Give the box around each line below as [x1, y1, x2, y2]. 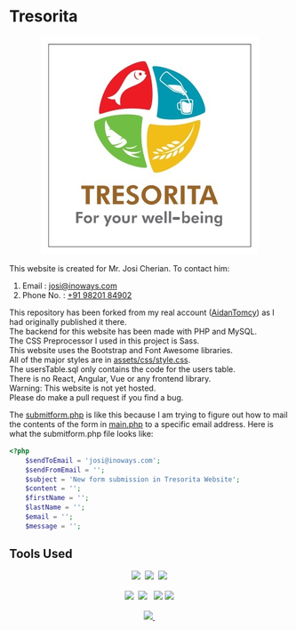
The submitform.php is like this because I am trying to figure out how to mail [9, 409, 288, 420]
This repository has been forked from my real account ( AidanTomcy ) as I [9, 307, 276, 318]
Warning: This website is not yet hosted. [9, 383, 156, 393]
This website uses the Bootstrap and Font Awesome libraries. [9, 344, 234, 355]
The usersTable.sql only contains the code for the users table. [9, 363, 236, 375]
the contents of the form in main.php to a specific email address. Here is [9, 418, 274, 429]
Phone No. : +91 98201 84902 [21, 289, 132, 300]
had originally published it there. [9, 316, 127, 327]
